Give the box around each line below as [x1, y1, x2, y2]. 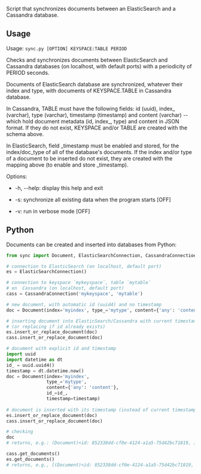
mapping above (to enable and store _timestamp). [6, 161, 129, 168]
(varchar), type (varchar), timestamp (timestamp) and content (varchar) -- [6, 111, 188, 119]
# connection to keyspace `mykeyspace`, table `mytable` [6, 280, 151, 286]
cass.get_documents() [6, 451, 60, 457]
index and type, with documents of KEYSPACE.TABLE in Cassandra [6, 87, 172, 94]
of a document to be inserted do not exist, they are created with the [6, 155, 173, 162]
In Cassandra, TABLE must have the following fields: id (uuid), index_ [6, 105, 175, 112]
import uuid [6, 351, 36, 357]
